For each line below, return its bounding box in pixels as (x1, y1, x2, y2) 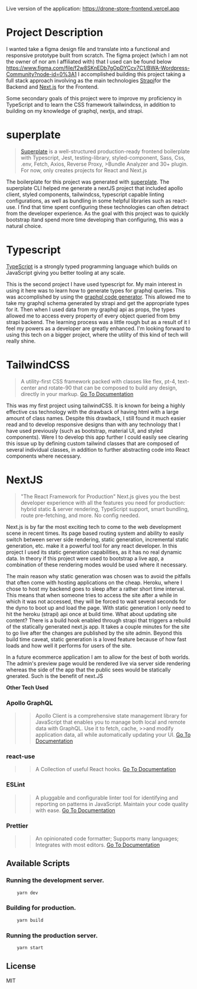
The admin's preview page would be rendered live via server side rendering (6, 660, 190, 667)
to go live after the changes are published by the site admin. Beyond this (6, 629, 182, 636)
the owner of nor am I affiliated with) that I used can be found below (6, 58, 172, 65)
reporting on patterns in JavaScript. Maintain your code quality (35, 800, 189, 807)
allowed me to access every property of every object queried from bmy (6, 312, 180, 319)
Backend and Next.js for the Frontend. (6, 83, 99, 90)
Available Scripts (6, 858, 70, 868)
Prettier (6, 822, 28, 830)
